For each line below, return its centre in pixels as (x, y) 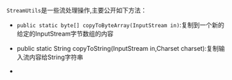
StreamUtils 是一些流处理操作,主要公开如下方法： (77, 10)
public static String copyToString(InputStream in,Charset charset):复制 (118, 48)
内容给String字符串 (56, 57)
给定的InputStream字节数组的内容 (65, 34)
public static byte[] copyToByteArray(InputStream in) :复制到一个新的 (121, 25)
